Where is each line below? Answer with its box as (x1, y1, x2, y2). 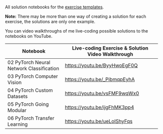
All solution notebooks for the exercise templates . (5, 4, 104, 10)
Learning (7, 121, 28, 128)
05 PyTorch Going (7, 101, 49, 107)
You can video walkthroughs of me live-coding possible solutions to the (5, 28, 148, 33)
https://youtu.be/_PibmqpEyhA (65, 76, 135, 83)
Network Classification (7, 65, 60, 72)
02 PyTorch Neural (7, 59, 50, 66)
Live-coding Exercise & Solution (72, 45, 149, 51)
